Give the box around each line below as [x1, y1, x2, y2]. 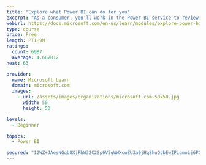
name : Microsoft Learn [12, 77, 70, 83]
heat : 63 [6, 60, 29, 66]
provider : [6, 71, 32, 77]
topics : [6, 133, 26, 139]
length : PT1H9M [6, 37, 45, 43]
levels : [6, 116, 26, 122]
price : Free [6, 32, 37, 38]
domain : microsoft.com [12, 82, 70, 89]
